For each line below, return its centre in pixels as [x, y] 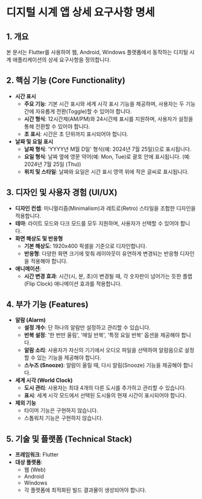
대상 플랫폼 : [29, 462]
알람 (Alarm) [30, 320]
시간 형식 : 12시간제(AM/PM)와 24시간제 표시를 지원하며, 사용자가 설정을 [109, 119]
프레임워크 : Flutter [37, 455]
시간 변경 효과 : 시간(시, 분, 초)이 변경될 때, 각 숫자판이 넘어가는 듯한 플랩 [108, 276]
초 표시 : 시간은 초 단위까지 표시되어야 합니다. [76, 134]
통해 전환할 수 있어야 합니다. [57, 126]
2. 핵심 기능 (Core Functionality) [66, 81]
